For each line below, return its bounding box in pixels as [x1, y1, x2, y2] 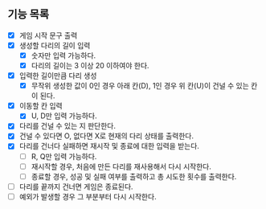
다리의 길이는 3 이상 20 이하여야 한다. [31, 61, 149, 70]
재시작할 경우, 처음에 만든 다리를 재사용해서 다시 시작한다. [31, 162, 212, 171]
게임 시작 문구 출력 [18, 31, 78, 40]
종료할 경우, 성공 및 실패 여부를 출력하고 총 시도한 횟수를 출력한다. [31, 171, 237, 181]
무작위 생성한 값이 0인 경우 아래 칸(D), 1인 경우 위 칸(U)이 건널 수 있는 [31, 81, 250, 91]
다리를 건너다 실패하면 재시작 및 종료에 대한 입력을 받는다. [18, 141, 200, 151]
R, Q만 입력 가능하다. [31, 151, 97, 161]
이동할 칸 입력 [18, 101, 63, 111]
